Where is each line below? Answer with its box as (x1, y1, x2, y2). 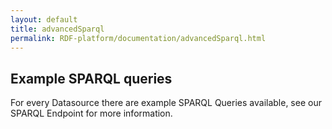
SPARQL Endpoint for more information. (10, 107, 173, 120)
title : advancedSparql (10, 24, 105, 34)
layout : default (10, 14, 78, 25)
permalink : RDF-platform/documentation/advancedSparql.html (10, 33, 267, 43)
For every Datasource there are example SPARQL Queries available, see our (10, 97, 322, 109)
